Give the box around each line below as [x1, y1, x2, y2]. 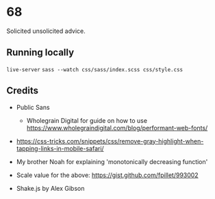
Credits [6, 85, 39, 97]
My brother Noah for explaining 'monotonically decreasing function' [16, 157, 208, 165]
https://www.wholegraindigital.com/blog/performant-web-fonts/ [26, 124, 208, 132]
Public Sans [16, 103, 50, 111]
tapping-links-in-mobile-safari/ [16, 144, 104, 152]
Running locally [6, 47, 75, 58]
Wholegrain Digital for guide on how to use [26, 116, 148, 124]
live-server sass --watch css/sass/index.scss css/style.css [6, 66, 183, 73]
